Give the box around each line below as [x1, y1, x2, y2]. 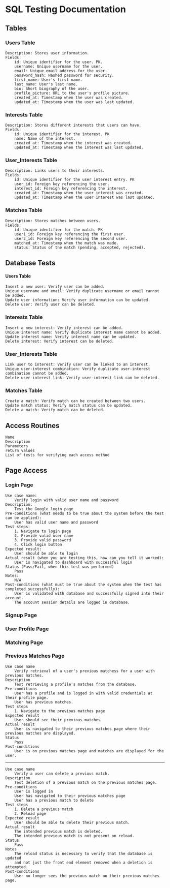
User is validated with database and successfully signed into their [14, 591, 164, 596]
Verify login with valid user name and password [14, 497, 119, 503]
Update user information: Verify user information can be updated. [5, 297, 151, 303]
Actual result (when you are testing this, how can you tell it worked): [5, 555, 164, 560]
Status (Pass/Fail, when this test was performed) [5, 564, 114, 569]
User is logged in [14, 789, 53, 794]
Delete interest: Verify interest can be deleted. [5, 339, 114, 344]
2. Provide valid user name [14, 533, 73, 538]
